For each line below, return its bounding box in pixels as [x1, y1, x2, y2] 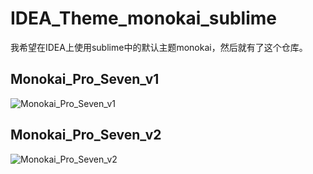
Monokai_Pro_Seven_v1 [10, 71, 160, 88]
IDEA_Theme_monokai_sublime [10, 7, 277, 30]
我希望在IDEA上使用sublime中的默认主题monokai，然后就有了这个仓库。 [10, 41, 308, 53]
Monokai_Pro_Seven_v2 [10, 127, 162, 144]
